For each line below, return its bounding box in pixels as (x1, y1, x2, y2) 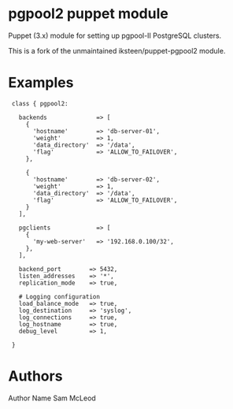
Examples (8, 74, 74, 91)
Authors (8, 367, 63, 385)
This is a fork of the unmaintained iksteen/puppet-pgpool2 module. (8, 46, 226, 55)
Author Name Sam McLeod (8, 393, 96, 403)
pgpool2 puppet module (8, 5, 169, 23)
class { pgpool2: (11, 99, 68, 107)
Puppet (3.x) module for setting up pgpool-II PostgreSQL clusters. (8, 31, 222, 40)
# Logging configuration (18, 292, 101, 300)
